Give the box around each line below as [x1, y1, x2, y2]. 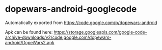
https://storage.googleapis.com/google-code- [54, 29, 147, 35]
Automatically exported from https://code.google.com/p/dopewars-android [5, 20, 157, 25]
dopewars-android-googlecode [5, 3, 137, 15]
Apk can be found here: [5, 29, 53, 35]
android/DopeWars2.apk [5, 39, 54, 45]
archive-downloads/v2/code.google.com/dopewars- [5, 34, 111, 40]
